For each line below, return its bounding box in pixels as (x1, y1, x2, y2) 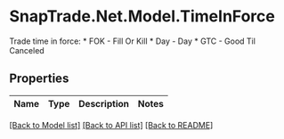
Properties (9, 71, 69, 86)
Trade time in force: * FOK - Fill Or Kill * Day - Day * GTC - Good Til (9, 36, 256, 46)
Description (78, 97, 129, 110)
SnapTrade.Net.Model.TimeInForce (9, 6, 276, 27)
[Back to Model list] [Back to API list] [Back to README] (9, 119, 214, 130)
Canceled (9, 45, 45, 55)
